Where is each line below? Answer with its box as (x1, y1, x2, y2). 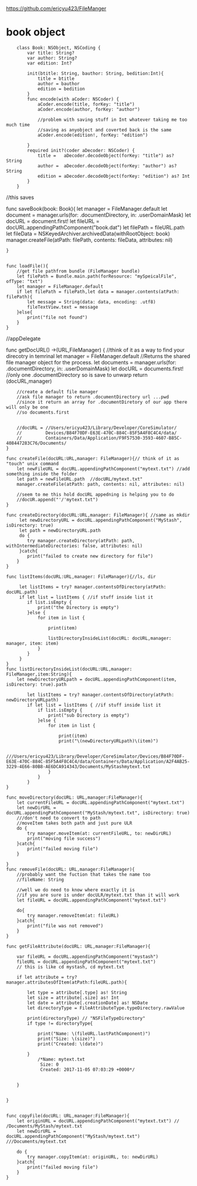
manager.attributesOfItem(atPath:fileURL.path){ (6, 979, 127, 985)
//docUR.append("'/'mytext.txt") (16, 496, 98, 502)
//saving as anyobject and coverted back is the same (37, 127, 172, 133)
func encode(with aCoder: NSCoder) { (27, 96, 119, 102)
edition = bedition (37, 86, 85, 92)
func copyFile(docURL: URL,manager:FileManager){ (6, 1113, 130, 1119)
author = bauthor (37, 80, 80, 87)
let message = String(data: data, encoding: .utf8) (27, 299, 157, 305)
